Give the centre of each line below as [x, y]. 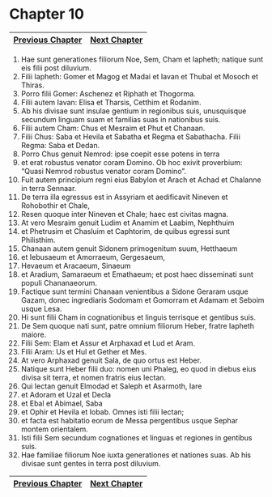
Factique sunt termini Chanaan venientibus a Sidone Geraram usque [135, 291]
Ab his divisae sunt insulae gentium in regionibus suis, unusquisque [134, 111]
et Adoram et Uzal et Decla [66, 394]
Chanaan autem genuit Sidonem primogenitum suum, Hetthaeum [129, 248]
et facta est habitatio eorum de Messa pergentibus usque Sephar [129, 420]
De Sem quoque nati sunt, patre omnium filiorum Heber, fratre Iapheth [137, 325]
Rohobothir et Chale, [55, 205]
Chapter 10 [47, 14]
